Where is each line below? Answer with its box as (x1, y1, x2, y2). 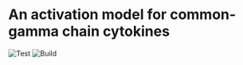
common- (170, 6, 237, 24)
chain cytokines (61, 22, 170, 40)
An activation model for (8, 6, 167, 24)
